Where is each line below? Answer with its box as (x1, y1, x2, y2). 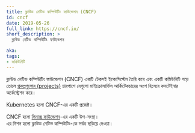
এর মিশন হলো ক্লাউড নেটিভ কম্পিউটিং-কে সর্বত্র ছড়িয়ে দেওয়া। (6, 120, 113, 127)
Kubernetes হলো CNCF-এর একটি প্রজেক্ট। (6, 101, 93, 108)
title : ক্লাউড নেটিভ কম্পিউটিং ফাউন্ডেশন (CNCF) (6, 8, 97, 15)
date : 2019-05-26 (6, 20, 50, 26)
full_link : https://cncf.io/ (6, 25, 79, 32)
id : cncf (6, 14, 28, 20)
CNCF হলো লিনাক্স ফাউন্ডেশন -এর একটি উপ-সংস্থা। (6, 113, 99, 120)
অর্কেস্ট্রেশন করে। (6, 88, 36, 96)
